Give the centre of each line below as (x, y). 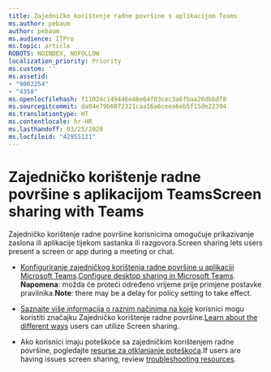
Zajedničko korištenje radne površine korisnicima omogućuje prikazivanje (131, 234)
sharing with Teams (76, 211)
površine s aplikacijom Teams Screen (135, 194)
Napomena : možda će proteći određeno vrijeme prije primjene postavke (141, 284)
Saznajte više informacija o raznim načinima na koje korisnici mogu (132, 309)
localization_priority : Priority (65, 62)
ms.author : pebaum (39, 24)
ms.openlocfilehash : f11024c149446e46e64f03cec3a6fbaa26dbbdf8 (118, 99)
